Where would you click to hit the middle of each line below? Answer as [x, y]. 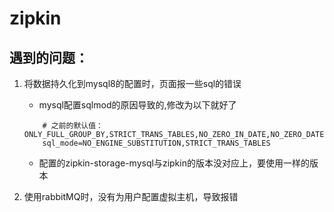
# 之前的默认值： [73, 126]
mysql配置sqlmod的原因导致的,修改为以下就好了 [137, 105]
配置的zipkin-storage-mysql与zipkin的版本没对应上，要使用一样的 [174, 163]
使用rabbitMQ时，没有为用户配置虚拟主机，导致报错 [131, 196]
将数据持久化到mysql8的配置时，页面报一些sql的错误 [132, 83]
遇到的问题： [49, 57]
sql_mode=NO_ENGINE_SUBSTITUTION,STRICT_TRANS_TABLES [156, 143]
